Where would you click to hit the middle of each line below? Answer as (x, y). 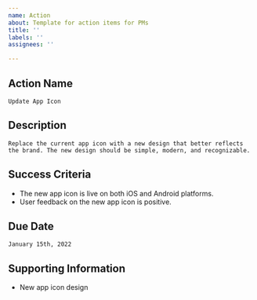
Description (37, 125)
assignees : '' (31, 45)
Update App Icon (34, 101)
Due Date (31, 226)
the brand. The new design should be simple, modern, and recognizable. (129, 150)
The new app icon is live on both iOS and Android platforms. (116, 193)
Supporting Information (67, 268)
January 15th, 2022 (40, 244)
